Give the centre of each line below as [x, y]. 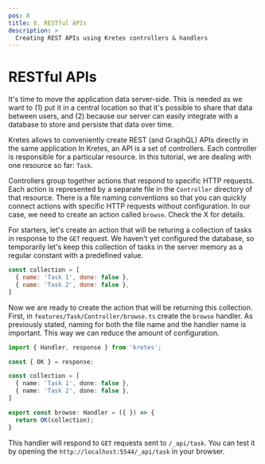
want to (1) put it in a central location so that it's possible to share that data [131, 107]
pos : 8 [19, 16]
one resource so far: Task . [51, 166]
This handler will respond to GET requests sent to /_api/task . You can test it [132, 443]
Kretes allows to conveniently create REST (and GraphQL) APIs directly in [129, 140]
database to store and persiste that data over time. [91, 125]
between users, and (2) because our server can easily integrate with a [123, 116]
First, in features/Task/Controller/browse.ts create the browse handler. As [131, 316]
